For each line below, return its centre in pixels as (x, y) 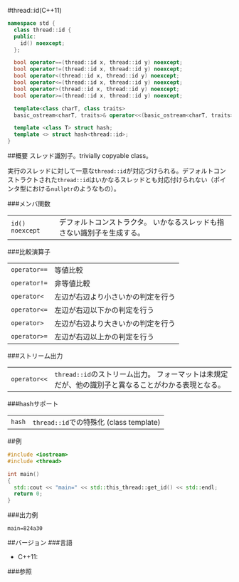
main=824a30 (25, 529)
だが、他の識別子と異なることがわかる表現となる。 (140, 385)
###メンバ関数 (29, 203)
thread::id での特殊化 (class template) (97, 422)
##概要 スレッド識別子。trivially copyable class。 (80, 155)
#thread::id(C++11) (34, 10)
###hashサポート (33, 404)
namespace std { (31, 23)
